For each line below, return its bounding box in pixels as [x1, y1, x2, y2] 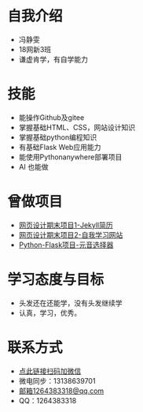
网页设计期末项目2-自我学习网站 [18, 230, 123, 239]
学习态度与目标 [7, 271, 104, 288]
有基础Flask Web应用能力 [18, 142, 101, 152]
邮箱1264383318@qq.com [18, 386, 104, 395]
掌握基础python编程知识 [18, 132, 97, 142]
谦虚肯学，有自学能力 [18, 54, 88, 64]
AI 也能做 [18, 162, 49, 171]
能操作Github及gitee [18, 112, 85, 122]
